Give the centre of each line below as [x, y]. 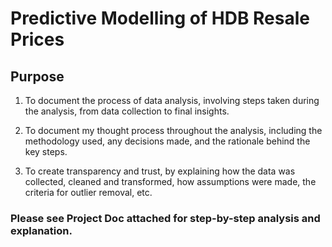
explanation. [41, 230]
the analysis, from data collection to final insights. [127, 111]
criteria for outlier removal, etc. [88, 192]
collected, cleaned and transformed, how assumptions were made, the [170, 181]
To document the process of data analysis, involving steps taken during [172, 100]
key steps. [46, 151]
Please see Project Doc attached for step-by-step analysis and [165, 218]
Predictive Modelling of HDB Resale [160, 18]
